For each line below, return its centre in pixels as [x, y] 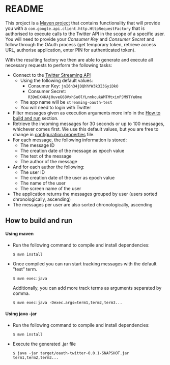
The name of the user [43, 183]
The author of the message [49, 161]
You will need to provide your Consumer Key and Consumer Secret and [80, 39]
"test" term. [25, 269]
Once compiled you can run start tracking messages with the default [84, 264]
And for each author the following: [49, 167]
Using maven [20, 233]
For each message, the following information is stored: [70, 140]
